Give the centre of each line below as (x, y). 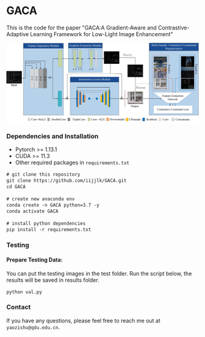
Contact (19, 307)
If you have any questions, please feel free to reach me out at (83, 320)
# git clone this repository (43, 175)
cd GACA (16, 187)
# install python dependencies (46, 224)
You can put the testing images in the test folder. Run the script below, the (99, 273)
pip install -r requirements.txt (49, 230)
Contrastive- (174, 28)
